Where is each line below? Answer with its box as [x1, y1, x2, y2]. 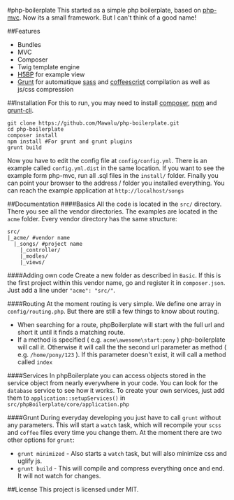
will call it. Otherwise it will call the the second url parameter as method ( [17, 343, 227, 351]
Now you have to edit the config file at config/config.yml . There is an [7, 157, 207, 165]
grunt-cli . [7, 106, 34, 114]
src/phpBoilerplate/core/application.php [7, 401, 130, 408]
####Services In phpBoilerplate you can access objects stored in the [7, 371, 206, 380]
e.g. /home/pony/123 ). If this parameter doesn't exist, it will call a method [17, 350, 226, 359]
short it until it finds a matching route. [17, 328, 126, 336]
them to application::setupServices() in [7, 394, 126, 402]
